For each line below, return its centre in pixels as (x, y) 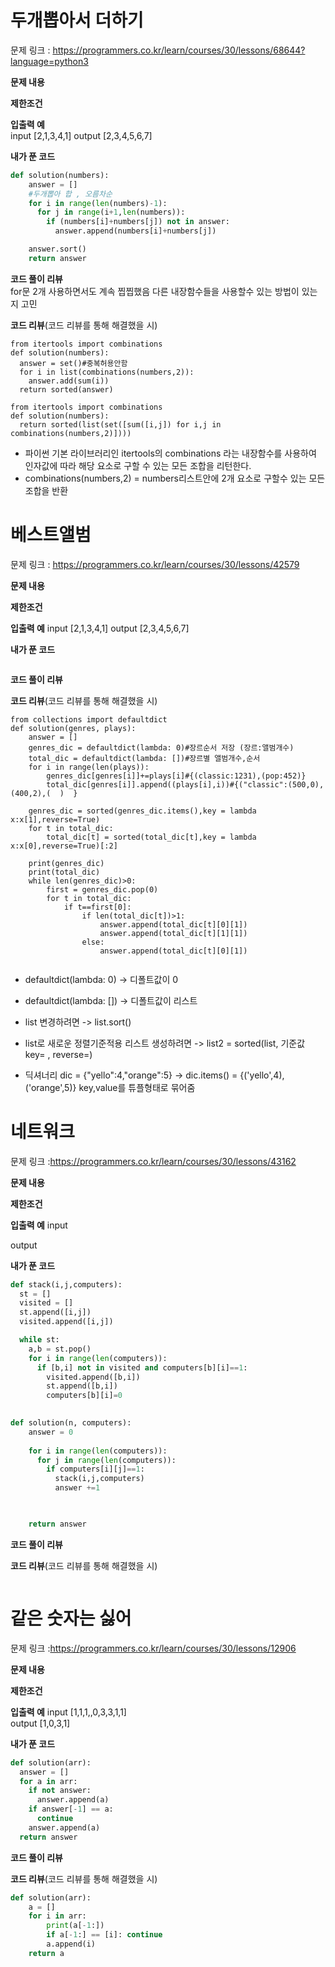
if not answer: (60, 1791)
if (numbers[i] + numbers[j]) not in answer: (138, 222)
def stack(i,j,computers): (66, 1284)
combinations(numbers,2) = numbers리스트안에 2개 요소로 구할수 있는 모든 (175, 478)
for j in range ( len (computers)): (106, 1460)
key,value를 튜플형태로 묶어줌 (137, 1087)
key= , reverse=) (58, 1054)
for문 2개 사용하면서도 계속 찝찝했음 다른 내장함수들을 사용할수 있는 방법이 (155, 291)
